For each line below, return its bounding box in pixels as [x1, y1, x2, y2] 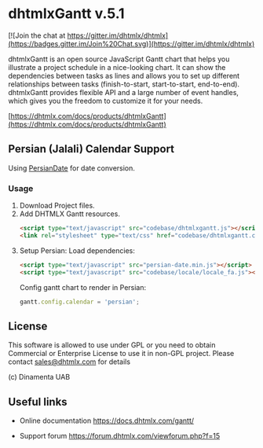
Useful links [8, 395, 68, 409]
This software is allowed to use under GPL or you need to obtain [8, 340, 216, 350]
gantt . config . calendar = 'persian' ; [19, 298, 140, 306]
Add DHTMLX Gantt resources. [19, 209, 120, 218]
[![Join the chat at [8, 31, 66, 40]
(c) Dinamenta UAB [8, 373, 71, 382]
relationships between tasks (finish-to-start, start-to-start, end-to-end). [8, 79, 240, 89]
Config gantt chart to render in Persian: [19, 282, 147, 292]
